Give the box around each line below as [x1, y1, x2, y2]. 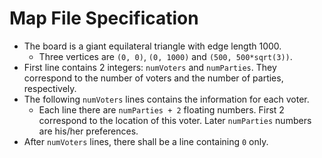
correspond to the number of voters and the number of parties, [23, 72, 284, 84]
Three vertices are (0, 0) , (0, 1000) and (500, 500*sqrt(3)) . [38, 50, 293, 62]
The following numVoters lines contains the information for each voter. [23, 93, 310, 105]
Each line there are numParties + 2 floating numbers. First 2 [38, 103, 285, 116]
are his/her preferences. [38, 125, 139, 137]
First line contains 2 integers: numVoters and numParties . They [23, 61, 277, 73]
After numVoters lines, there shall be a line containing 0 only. [23, 135, 269, 147]
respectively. [23, 82, 77, 94]
